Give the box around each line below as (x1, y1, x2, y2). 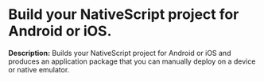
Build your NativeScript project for (8, 6, 239, 24)
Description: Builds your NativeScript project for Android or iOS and (8, 48, 231, 57)
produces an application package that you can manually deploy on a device (8, 57, 256, 66)
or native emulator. (8, 64, 70, 74)
